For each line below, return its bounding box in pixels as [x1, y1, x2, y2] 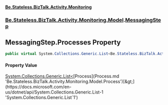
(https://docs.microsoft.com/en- [5, 84, 71, 90]
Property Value [5, 62, 37, 68]
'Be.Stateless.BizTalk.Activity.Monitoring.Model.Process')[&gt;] [5, 78, 135, 84]
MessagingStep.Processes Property [5, 38, 121, 46]
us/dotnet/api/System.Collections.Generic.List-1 [5, 89, 103, 95]
